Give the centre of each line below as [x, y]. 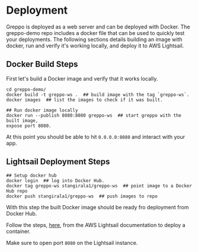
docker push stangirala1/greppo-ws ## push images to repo [82, 196]
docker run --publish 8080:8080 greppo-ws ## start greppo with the [94, 115]
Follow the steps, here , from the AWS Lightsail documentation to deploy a [96, 225]
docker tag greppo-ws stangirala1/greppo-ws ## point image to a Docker [99, 186]
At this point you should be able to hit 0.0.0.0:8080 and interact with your [96, 136]
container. [18, 231]
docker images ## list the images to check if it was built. [84, 100]
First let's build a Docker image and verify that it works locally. [82, 78]
